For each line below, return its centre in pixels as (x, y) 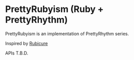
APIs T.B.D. (17, 53)
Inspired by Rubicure (26, 43)
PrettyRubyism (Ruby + (54, 9)
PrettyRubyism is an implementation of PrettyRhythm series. (67, 33)
